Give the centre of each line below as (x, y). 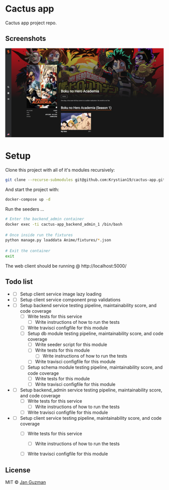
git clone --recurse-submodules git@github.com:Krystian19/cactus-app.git (85, 180)
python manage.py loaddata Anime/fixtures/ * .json (58, 240)
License (18, 470)
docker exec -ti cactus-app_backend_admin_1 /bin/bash (64, 224)
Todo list (19, 282)
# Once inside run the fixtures (39, 235)
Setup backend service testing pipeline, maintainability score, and (88, 305)
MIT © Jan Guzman (26, 482)
